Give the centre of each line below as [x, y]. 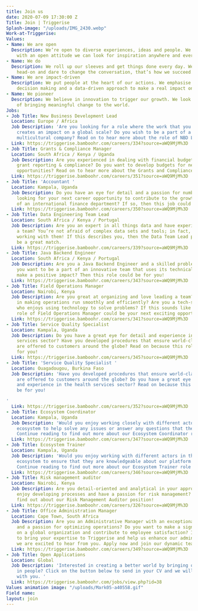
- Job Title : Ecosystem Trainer [46, 445]
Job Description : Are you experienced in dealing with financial [93, 160]
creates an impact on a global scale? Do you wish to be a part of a [104, 133]
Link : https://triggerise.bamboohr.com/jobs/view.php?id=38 [87, 582]
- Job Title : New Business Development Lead [62, 116]
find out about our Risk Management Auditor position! [85, 499]
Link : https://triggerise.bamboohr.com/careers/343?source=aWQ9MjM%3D [100, 280]
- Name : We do [24, 61]
